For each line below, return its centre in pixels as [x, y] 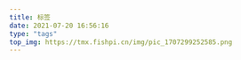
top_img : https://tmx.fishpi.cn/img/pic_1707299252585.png [121, 42]
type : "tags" [33, 34]
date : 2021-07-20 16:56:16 [59, 26]
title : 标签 [30, 17]
